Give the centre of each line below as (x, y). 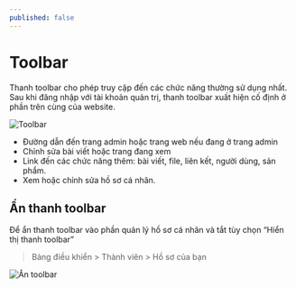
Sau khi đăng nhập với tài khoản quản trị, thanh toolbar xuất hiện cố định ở (148, 97)
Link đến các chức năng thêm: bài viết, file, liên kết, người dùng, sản (149, 161)
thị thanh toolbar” (42, 239)
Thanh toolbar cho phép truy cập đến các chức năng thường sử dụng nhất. (148, 88)
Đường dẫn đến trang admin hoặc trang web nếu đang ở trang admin (150, 142)
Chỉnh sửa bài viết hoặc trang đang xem (97, 151)
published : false (42, 18)
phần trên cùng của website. (62, 107)
